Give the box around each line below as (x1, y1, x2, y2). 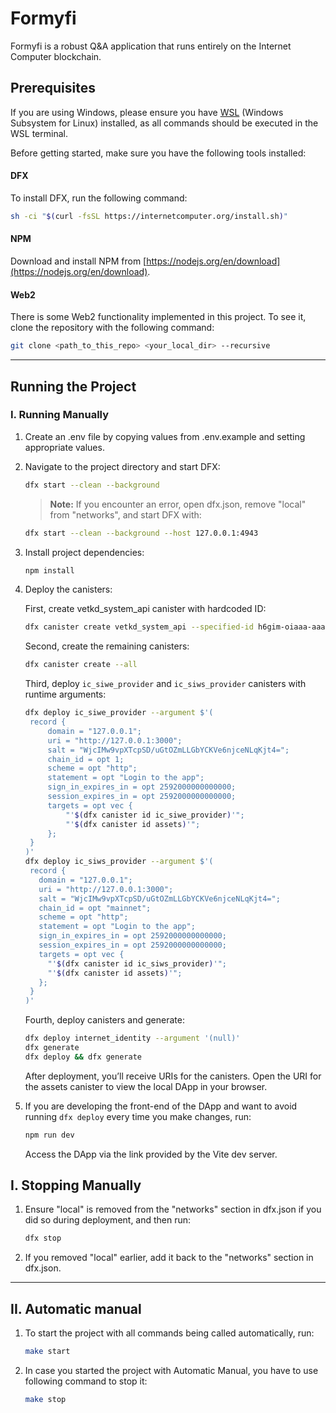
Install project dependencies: (24, 546, 145, 558)
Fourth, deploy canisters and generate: (24, 1014, 185, 1026)
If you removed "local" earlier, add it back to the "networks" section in (24, 1252, 314, 1264)
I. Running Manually (10, 408, 110, 422)
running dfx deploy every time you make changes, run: (24, 1110, 252, 1122)
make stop (24, 1395, 67, 1405)
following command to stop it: (24, 1375, 148, 1387)
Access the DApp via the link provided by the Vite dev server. (24, 1148, 278, 1160)
